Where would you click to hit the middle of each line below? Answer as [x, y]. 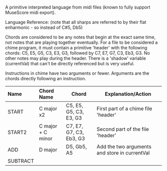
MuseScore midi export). [31, 12]
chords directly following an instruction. [46, 79]
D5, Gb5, [76, 147]
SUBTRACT [21, 161]
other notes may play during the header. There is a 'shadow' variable [76, 58]
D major [48, 150]
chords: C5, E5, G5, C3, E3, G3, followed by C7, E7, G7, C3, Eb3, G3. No [78, 53]
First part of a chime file [125, 108]
